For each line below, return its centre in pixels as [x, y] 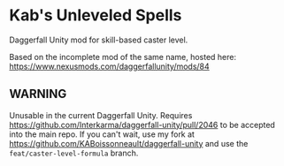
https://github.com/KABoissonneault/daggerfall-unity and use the [129, 143]
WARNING [38, 94]
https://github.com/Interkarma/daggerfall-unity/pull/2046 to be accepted [142, 124]
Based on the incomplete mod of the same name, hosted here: [123, 57]
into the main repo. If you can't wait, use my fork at [102, 134]
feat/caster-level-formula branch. [74, 153]
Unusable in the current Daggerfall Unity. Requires [101, 115]
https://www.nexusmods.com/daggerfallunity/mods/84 [109, 66]
